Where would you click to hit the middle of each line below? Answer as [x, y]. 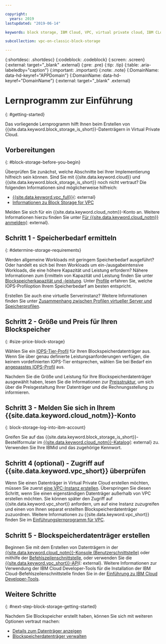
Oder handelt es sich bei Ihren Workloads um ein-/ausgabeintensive [74, 265]
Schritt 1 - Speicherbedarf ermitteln [61, 238]
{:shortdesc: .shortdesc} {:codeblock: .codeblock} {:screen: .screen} [75, 59]
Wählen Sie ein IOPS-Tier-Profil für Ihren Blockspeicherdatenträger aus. [78, 351]
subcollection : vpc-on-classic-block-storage [53, 41]
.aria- [146, 65]
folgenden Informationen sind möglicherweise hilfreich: [61, 187]
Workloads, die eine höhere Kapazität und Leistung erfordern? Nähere [77, 270]
